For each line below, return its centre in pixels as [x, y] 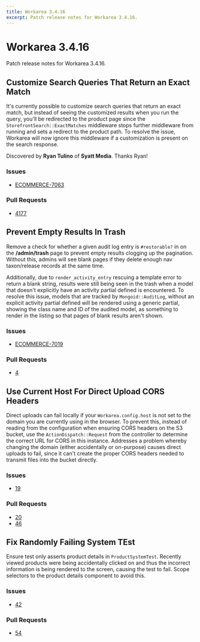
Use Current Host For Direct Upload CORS [85, 391]
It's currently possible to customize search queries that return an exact [94, 106]
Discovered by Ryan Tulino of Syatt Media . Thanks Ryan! [77, 156]
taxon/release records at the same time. [55, 266]
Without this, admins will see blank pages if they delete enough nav [89, 259]
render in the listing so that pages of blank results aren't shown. [85, 315]
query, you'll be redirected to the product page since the [76, 119]
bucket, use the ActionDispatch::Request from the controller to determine [97, 435]
